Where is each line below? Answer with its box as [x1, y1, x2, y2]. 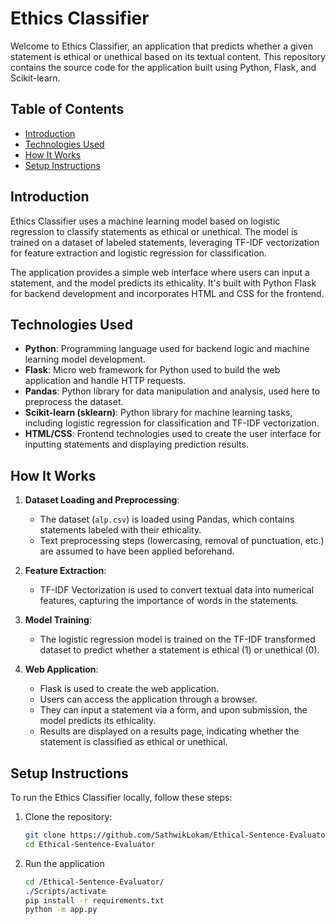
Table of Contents [10, 101, 125, 118]
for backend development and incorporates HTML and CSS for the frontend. [10, 287, 325, 299]
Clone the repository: [24, 811, 113, 822]
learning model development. [24, 353, 146, 366]
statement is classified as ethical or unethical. [39, 736, 228, 748]
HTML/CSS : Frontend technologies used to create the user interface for [24, 428, 322, 440]
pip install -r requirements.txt [24, 895, 165, 906]
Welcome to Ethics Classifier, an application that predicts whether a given [10, 40, 314, 52]
